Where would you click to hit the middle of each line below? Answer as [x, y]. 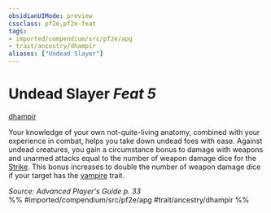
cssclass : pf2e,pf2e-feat [52, 24]
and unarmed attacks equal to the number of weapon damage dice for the [132, 158]
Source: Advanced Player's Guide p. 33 [74, 191]
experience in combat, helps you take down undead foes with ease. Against [135, 141]
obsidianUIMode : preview [50, 16]
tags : [17, 31]
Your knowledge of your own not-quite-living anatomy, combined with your [134, 132]
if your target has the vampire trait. [66, 175]
